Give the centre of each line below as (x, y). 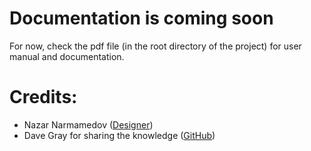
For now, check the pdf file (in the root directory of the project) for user (155, 46)
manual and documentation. (67, 56)
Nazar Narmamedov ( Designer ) (88, 124)
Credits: (43, 97)
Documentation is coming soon (141, 18)
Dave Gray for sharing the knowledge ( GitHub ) (119, 135)
